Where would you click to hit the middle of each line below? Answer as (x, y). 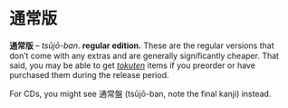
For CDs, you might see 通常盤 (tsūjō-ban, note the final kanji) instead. (140, 93)
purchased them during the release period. (89, 74)
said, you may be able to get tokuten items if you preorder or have (133, 65)
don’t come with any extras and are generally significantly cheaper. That (144, 55)
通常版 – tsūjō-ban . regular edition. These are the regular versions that (142, 45)
